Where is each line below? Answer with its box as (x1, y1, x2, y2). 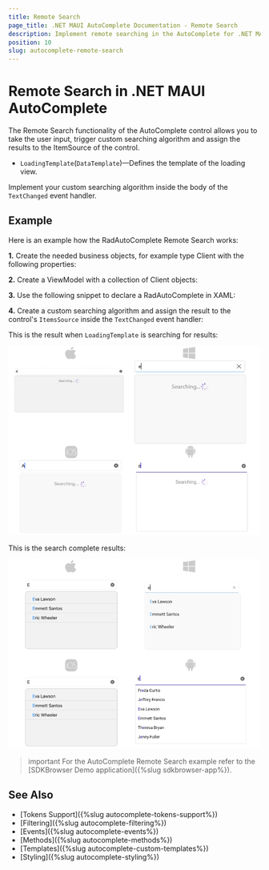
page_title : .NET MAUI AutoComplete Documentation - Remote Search (8, 21, 239, 30)
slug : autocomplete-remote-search (8, 46, 124, 55)
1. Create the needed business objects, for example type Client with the (8, 251, 244, 260)
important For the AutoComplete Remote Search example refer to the (27, 756, 256, 766)
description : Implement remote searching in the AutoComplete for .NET (8, 30, 252, 38)
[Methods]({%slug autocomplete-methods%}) (19, 835, 173, 844)
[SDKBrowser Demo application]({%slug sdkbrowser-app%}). (27, 765, 232, 775)
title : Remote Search (8, 13, 81, 21)
